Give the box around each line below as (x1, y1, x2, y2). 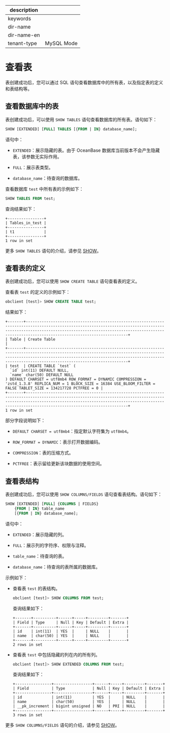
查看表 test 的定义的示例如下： (5, 289, 71, 295)
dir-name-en (8, 31, 41, 39)
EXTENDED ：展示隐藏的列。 (12, 531, 67, 537)
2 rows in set (12, 642, 43, 647)
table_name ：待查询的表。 (12, 553, 67, 559)
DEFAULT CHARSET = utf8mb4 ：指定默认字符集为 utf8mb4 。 (12, 428, 131, 434)
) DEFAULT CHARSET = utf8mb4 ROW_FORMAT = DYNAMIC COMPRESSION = (5, 377, 146, 382)
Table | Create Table (10, 337, 56, 342)
